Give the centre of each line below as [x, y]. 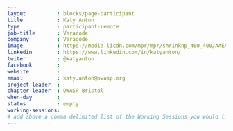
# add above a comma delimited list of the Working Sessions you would [113, 116]
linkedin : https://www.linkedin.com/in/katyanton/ [94, 53]
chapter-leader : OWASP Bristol [55, 91]
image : [34, 46]
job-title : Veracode [48, 33]
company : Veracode [48, 40]
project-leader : [34, 85]
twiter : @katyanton [51, 59]
